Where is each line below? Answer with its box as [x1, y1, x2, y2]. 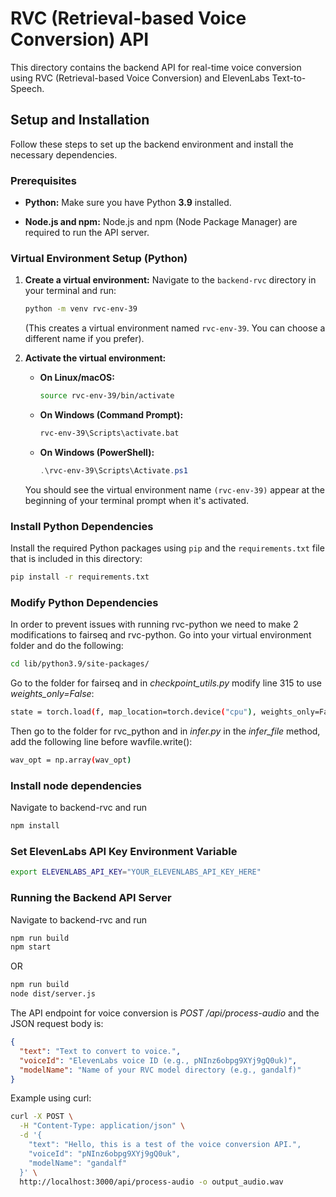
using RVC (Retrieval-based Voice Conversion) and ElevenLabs [10, 72, 270, 84]
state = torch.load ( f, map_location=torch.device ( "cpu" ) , [10, 707, 257, 717]
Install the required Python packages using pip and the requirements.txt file [10, 542, 325, 554]
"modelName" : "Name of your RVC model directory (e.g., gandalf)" [19, 1065, 302, 1075]
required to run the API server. [24, 227, 150, 239]
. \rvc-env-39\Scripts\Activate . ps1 [39, 465, 188, 476]
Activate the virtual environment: [24, 352, 167, 364]
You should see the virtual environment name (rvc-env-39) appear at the [24, 483, 326, 496]
